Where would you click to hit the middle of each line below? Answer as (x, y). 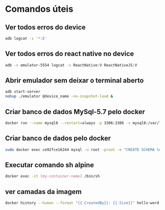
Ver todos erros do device (45, 27)
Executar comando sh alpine (50, 165)
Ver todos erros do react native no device (69, 54)
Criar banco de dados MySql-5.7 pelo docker (75, 112)
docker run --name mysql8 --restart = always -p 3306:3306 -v (68, 123)
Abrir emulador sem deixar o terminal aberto (74, 80)
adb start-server (23, 92)
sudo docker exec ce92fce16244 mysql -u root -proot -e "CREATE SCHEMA (80, 150)
